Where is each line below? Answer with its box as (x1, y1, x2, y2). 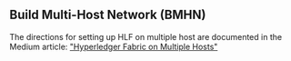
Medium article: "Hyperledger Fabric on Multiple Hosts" (9, 41, 218, 52)
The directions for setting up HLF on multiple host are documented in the (9, 31, 283, 42)
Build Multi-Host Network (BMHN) (9, 7, 206, 23)
